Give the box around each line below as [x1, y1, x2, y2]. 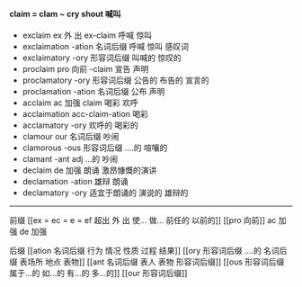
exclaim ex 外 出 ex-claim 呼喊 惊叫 [22, 30, 153, 40]
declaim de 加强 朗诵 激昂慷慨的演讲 [22, 165, 157, 175]
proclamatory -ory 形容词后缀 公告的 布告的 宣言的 [22, 75, 209, 85]
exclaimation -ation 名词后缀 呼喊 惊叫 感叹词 [22, 41, 189, 52]
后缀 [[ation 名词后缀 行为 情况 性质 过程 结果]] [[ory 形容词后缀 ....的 [9, 246, 262, 256]
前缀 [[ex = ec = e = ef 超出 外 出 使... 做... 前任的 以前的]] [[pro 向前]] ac [9, 215, 277, 226]
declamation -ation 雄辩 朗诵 [22, 176, 129, 187]
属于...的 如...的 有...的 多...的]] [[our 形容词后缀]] [9, 268, 188, 279]
